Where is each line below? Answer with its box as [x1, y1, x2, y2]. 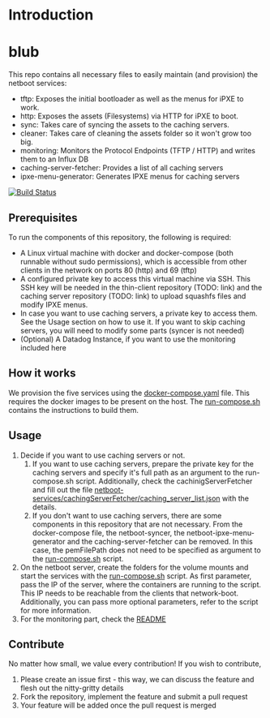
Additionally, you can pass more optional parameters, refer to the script [19, 596, 259, 606]
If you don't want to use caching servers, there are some [32, 510, 222, 520]
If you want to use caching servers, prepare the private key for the [32, 458, 254, 468]
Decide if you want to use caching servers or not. [19, 450, 186, 460]
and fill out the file [32, 484, 93, 494]
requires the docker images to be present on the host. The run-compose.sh [8, 396, 261, 406]
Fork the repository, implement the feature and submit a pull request [19, 692, 248, 702]
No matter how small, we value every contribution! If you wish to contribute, [8, 659, 262, 669]
